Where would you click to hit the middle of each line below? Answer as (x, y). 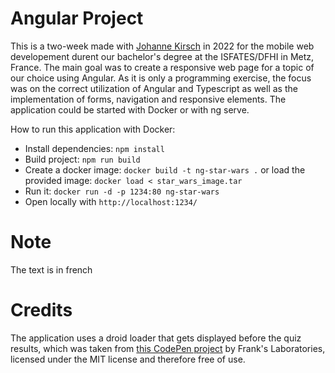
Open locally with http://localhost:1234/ (111, 201)
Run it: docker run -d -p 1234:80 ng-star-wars (122, 191)
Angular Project (77, 18)
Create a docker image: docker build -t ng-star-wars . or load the (165, 169)
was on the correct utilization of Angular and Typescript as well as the (154, 88)
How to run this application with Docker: (93, 129)
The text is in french (51, 269)
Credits (41, 310)
